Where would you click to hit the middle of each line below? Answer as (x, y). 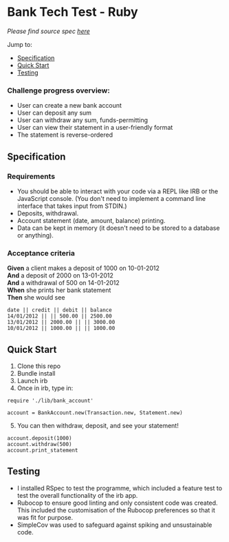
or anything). (35, 235)
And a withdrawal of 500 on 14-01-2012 (64, 283)
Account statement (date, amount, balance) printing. (91, 220)
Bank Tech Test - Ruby (73, 12)
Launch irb (32, 381)
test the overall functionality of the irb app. (77, 495)
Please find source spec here (49, 31)
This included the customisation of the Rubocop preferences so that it (116, 510)
